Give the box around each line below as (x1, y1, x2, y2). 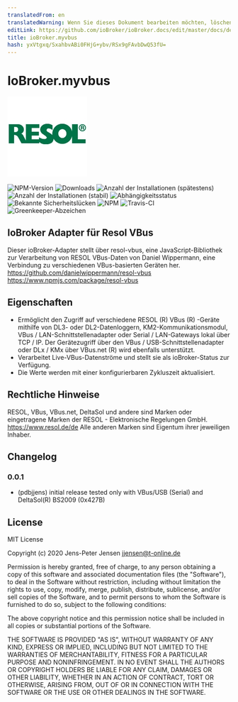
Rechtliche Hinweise (7, 389, 101, 401)
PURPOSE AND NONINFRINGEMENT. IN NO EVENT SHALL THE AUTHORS (7, 658, 225, 667)
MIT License (7, 535, 44, 543)
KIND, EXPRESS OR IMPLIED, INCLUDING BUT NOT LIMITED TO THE (7, 643, 208, 651)
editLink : (7, 26, 37, 33)
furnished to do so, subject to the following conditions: (7, 600, 166, 608)
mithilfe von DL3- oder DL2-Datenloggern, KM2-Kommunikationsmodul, (17, 323, 228, 331)
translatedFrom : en (7, 11, 65, 18)
